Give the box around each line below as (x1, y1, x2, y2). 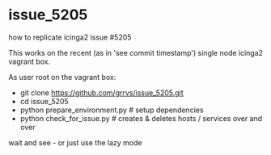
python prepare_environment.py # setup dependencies (19, 105, 204, 115)
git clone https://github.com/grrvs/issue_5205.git (19, 87, 184, 98)
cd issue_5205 (19, 96, 69, 106)
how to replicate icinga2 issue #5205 (8, 32, 132, 42)
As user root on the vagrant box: (8, 72, 116, 82)
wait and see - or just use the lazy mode (8, 137, 142, 147)
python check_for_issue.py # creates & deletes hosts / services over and (19, 113, 263, 123)
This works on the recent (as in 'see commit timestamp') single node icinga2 (8, 48, 264, 57)
